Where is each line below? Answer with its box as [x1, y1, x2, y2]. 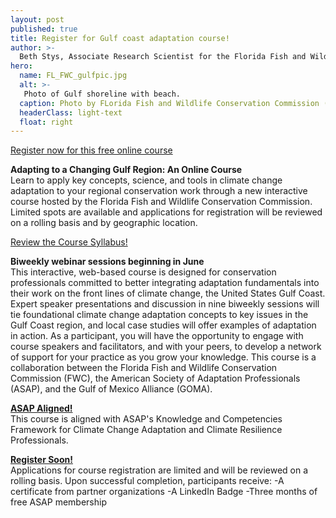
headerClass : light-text [19, 107, 123, 118]
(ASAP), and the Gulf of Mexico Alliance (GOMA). [10, 383, 213, 395]
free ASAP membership [10, 496, 107, 508]
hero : [10, 61, 33, 71]
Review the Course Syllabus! [10, 236, 128, 248]
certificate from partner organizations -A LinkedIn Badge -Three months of [10, 486, 318, 498]
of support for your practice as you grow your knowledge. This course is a [10, 351, 317, 363]
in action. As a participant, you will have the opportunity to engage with [10, 330, 304, 342]
